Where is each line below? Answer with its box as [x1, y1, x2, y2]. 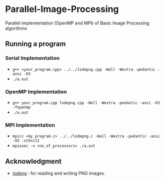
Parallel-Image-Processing [5, 3, 119, 15]
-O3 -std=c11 [12, 138, 40, 143]
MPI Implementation [5, 121, 55, 128]
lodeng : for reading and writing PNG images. [12, 171, 106, 177]
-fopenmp [12, 105, 31, 110]
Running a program [5, 40, 66, 48]
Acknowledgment [5, 157, 62, 166]
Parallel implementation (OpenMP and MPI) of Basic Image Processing [5, 20, 150, 26]
